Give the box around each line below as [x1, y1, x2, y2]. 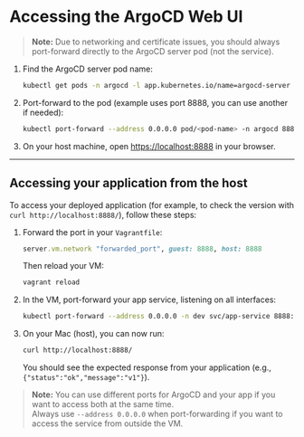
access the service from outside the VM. [31, 418, 184, 429]
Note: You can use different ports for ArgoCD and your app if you [31, 389, 276, 400]
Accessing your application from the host [9, 176, 248, 191]
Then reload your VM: [22, 261, 104, 271]
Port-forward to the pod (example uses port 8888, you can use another [22, 97, 288, 108]
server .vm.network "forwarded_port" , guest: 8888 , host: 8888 [22, 244, 262, 253]
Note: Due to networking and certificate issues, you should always [31, 36, 280, 47]
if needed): [22, 107, 64, 118]
